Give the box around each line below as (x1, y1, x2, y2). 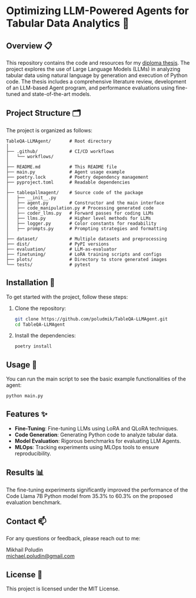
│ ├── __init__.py (6, 195, 57, 201)
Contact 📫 (6, 516, 47, 526)
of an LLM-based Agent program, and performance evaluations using (6, 84, 175, 91)
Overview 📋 (6, 41, 53, 51)
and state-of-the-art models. (21, 91, 91, 98)
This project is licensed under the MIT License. (6, 585, 120, 592)
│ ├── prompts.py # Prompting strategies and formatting (6, 225, 167, 232)
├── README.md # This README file (6, 163, 117, 170)
